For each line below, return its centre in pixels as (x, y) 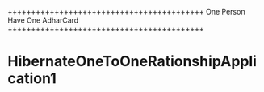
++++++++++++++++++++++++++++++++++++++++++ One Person (126, 12)
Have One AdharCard (43, 20)
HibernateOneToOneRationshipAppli (132, 62)
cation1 (32, 79)
